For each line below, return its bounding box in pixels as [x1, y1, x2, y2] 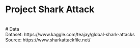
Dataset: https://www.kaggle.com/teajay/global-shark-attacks [5, 31, 135, 37]
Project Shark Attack [5, 4, 95, 15]
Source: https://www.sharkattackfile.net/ [5, 37, 91, 43]
